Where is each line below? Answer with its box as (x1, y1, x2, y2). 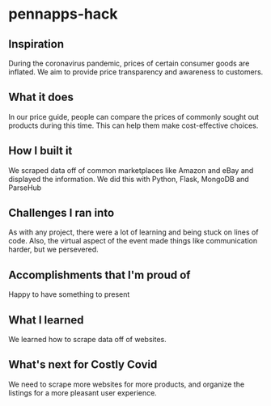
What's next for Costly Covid (8, 357, 158, 372)
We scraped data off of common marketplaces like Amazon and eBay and (8, 165, 254, 175)
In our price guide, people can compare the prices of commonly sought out (8, 112, 259, 121)
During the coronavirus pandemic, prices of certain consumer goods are (8, 58, 250, 68)
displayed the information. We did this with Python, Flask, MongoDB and (8, 174, 249, 184)
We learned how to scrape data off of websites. (8, 335, 167, 345)
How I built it (8, 144, 73, 158)
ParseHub (8, 183, 42, 192)
